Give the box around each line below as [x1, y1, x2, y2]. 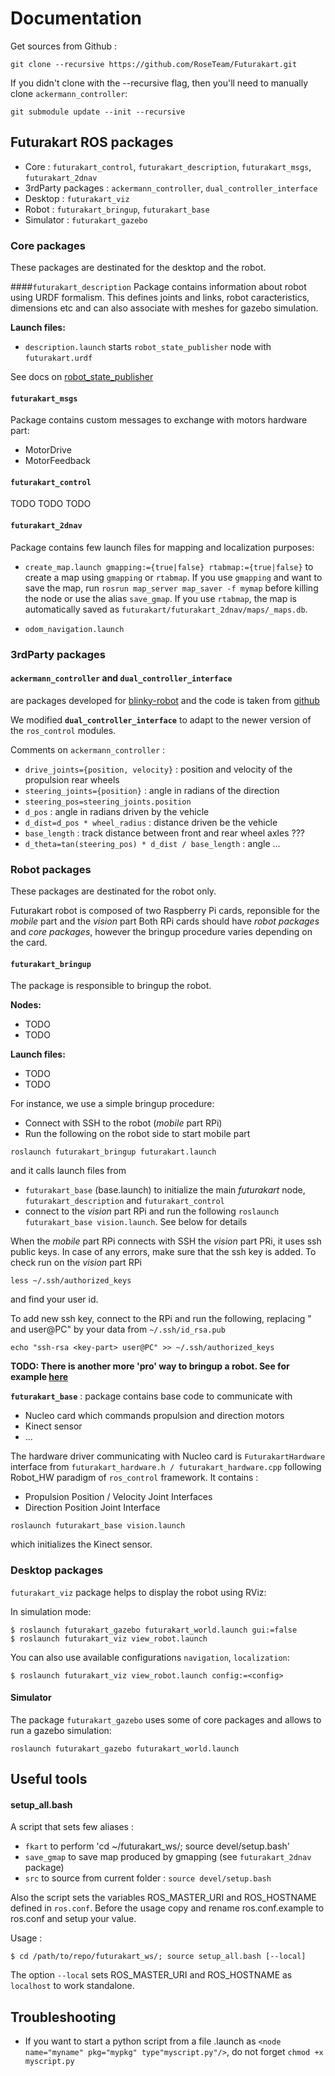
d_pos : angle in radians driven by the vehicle [24, 805, 210, 817]
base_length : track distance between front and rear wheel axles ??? [24, 827, 305, 839]
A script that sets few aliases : [10, 1821, 134, 1833]
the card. [10, 937, 48, 949]
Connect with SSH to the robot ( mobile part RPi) [24, 1117, 223, 1129]
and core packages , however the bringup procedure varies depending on [10, 926, 313, 938]
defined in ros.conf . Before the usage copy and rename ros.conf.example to [10, 1902, 325, 1914]
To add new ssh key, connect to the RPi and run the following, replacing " [10, 1313, 312, 1325]
